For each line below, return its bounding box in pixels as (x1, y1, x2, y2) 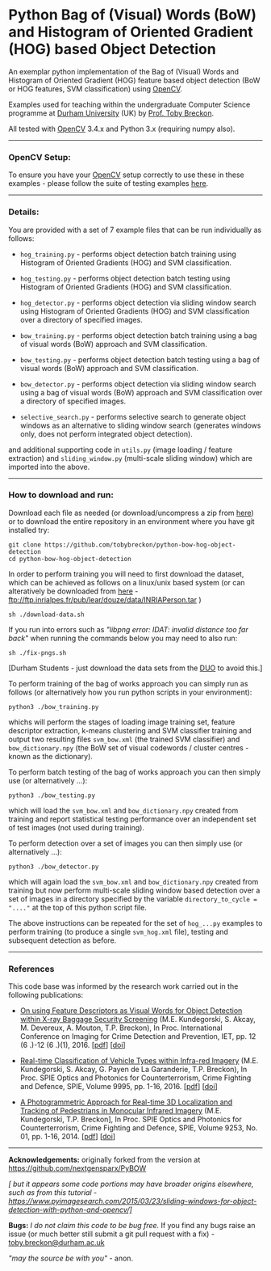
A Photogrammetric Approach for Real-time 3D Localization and (19, 1097, 233, 1107)
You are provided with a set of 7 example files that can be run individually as (8, 225, 262, 234)
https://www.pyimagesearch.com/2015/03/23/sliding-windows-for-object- (8, 1197, 257, 1206)
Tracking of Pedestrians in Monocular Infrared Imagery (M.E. (19, 1106, 222, 1116)
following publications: (8, 990, 83, 1000)
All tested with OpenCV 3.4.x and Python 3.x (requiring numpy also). (8, 124, 236, 133)
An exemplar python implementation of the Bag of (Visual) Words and (8, 66, 240, 76)
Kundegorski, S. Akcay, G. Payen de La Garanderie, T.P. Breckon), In (19, 1065, 248, 1075)
